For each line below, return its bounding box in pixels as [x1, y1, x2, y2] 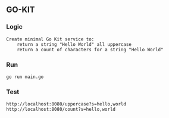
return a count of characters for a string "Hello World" [17, 46, 164, 52]
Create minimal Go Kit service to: [6, 36, 95, 42]
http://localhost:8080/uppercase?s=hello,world [6, 101, 127, 107]
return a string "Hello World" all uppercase [17, 41, 132, 47]
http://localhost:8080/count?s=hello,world [6, 107, 116, 113]
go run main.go [6, 74, 44, 80]
